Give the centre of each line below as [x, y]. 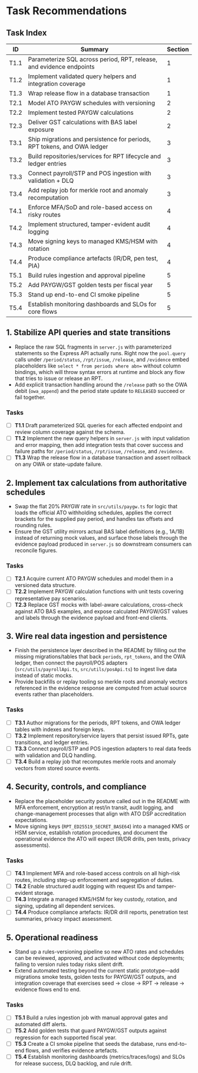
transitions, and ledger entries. [52, 742]
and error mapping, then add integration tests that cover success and [99, 445]
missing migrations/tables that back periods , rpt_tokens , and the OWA [100, 657]
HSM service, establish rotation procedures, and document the [91, 832]
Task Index [27, 33]
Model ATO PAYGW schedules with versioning [92, 103]
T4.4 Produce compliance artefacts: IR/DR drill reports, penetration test [101, 912]
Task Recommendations [67, 11]
